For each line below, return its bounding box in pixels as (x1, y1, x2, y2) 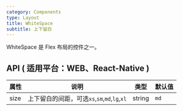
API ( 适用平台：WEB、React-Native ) (6, 63, 149, 73)
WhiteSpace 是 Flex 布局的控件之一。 (6, 43, 100, 51)
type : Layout (6, 15, 40, 21)
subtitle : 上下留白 (6, 26, 52, 32)
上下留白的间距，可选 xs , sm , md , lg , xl (27, 95, 127, 103)
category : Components (6, 9, 62, 15)
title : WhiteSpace (6, 20, 53, 26)
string (132, 94, 149, 102)
